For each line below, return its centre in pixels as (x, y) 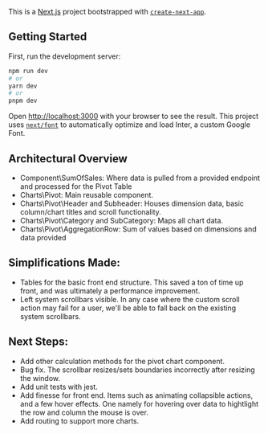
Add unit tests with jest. (59, 387)
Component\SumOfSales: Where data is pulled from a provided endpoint (140, 178)
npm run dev (28, 71)
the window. (40, 378)
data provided (43, 237)
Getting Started (48, 37)
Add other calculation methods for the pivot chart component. (122, 361)
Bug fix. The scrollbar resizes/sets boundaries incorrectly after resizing (137, 370)
